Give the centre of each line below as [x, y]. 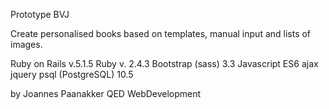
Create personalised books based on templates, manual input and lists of [161, 33]
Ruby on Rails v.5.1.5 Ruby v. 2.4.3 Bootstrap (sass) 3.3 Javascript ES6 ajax [164, 63]
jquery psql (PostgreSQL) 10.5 [72, 74]
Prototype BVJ [40, 14]
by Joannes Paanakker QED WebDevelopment [106, 93]
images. [26, 44]
